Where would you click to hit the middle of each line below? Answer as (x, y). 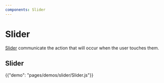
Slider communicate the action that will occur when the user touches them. (82, 48)
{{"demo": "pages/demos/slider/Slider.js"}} (49, 75)
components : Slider (25, 10)
